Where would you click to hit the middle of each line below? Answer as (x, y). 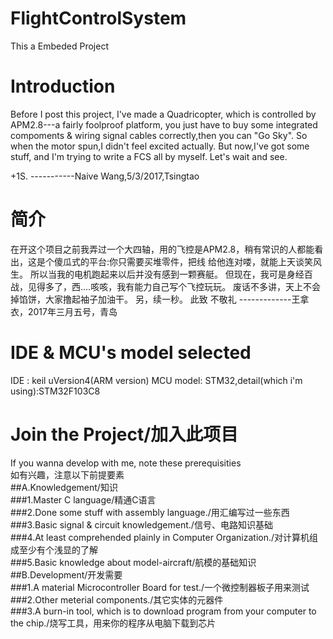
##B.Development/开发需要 (66, 574)
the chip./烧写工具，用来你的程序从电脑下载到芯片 (113, 623)
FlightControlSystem (98, 18)
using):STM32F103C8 (55, 391)
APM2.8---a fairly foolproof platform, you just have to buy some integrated (164, 124)
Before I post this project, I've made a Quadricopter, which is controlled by (163, 114)
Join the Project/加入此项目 (124, 434)
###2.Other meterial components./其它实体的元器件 (117, 599)
